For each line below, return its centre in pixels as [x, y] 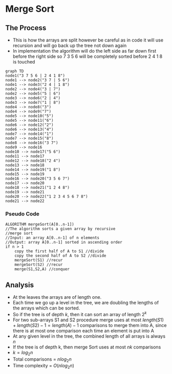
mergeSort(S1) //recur [39, 260]
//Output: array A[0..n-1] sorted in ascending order [64, 243]
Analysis [20, 285]
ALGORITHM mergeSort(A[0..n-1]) [40, 225]
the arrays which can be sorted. [46, 308]
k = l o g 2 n [23, 353]
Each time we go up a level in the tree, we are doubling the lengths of [86, 303]
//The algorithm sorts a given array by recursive [60, 229]
